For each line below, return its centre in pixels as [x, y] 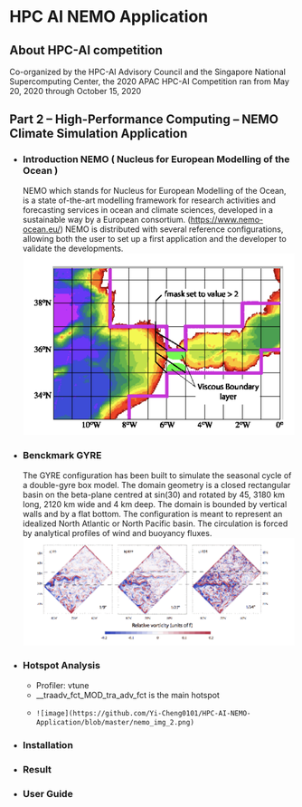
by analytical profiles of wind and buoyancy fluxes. [117, 533]
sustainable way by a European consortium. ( [107, 219]
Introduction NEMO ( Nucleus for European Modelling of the [156, 159]
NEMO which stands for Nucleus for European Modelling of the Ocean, [154, 190]
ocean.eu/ [41, 229]
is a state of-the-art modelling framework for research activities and [149, 200]
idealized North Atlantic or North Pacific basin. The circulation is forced [155, 524]
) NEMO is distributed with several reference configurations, [172, 229]
